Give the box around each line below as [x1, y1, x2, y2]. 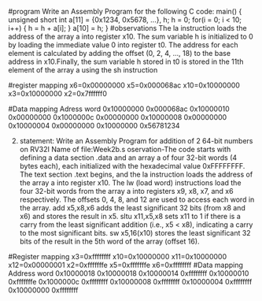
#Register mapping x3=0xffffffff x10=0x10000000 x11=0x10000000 [8, 252, 227, 261]
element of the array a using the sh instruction [8, 65, 158, 74]
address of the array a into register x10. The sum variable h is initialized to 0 [8, 32, 253, 41]
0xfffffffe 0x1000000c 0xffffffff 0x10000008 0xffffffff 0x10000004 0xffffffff [8, 277, 253, 286]
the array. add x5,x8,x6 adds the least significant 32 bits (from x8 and [19, 203, 245, 212]
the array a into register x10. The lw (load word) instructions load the [19, 178, 242, 188]
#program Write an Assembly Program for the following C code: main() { [8, 7, 242, 16]
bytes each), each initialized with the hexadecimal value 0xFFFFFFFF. [19, 162, 245, 170]
